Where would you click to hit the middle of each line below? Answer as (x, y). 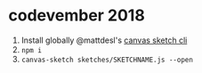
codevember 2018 (77, 16)
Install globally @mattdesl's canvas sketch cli (104, 40)
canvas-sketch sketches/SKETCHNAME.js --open (107, 60)
